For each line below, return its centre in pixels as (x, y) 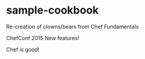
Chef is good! (23, 49)
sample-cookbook (53, 10)
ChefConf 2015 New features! (43, 38)
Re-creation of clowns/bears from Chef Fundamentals (72, 27)
